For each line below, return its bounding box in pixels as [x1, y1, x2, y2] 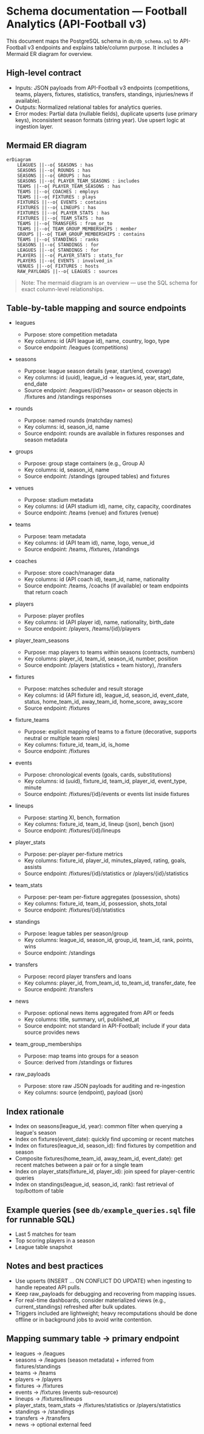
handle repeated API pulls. [15, 1283, 81, 1290]
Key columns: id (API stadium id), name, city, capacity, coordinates [24, 503, 191, 510]
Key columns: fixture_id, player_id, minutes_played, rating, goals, [24, 857, 186, 864]
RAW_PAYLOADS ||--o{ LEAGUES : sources [17, 268, 118, 274]
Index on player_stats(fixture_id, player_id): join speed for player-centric [15, 1168, 195, 1175]
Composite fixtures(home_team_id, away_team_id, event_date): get [15, 1155, 183, 1162]
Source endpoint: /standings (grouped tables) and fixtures [24, 473, 170, 480]
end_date [24, 380, 48, 387]
